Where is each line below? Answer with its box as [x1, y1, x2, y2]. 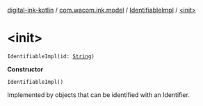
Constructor [7, 65, 44, 73]
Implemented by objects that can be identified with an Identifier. [7, 90, 190, 99]
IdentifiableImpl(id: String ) [7, 53, 95, 60]
